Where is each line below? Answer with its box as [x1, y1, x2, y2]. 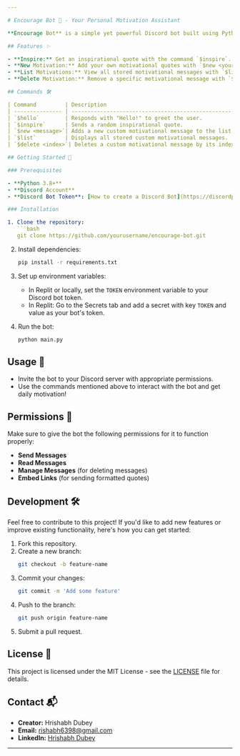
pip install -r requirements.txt [17, 259, 118, 266]
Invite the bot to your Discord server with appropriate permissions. [17, 374, 214, 383]
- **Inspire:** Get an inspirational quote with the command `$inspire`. [7, 55, 232, 63]
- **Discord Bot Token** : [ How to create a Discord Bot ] [7, 193, 181, 200]
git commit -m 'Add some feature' [17, 587, 121, 595]
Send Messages [17, 451, 67, 459]
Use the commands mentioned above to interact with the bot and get [17, 382, 221, 391]
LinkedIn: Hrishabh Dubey [17, 734, 96, 742]
